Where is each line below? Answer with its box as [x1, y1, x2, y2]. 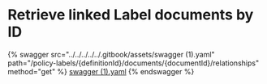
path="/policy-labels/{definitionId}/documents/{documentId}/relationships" [7, 58, 260, 68]
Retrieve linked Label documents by [7, 6, 254, 24]
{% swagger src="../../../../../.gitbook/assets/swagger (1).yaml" [7, 49, 216, 59]
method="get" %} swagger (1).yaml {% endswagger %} [7, 66, 195, 76]
